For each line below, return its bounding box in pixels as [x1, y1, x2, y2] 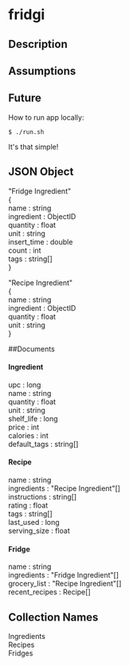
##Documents [8, 344, 56, 354]
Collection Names [8, 610, 99, 624]
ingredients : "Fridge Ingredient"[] [8, 570, 119, 580]
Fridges [8, 648, 33, 658]
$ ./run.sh [8, 127, 45, 136]
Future [8, 92, 42, 105]
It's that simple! [8, 142, 59, 151]
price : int [8, 422, 40, 432]
